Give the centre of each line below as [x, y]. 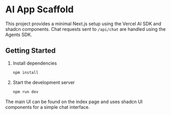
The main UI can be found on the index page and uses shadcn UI [74, 102]
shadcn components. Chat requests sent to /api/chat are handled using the [85, 29]
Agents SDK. [19, 34]
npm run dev [25, 92]
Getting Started [31, 51]
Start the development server [44, 82]
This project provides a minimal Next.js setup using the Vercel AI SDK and [83, 24]
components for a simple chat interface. [47, 107]
